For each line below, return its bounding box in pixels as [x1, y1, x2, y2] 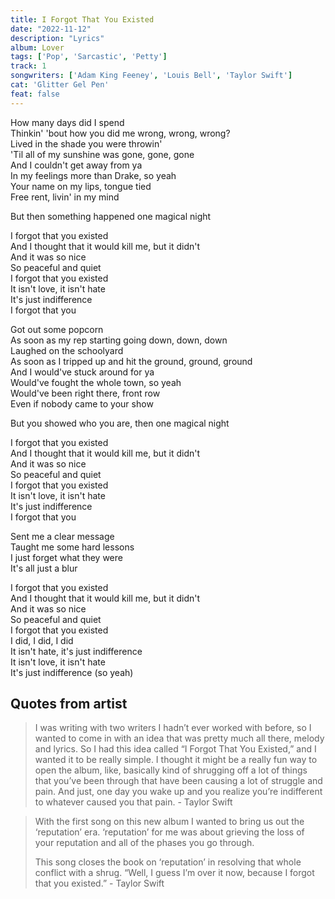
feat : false [10, 89, 60, 99]
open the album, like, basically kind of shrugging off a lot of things [34, 764, 308, 776]
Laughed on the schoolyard [10, 344, 124, 356]
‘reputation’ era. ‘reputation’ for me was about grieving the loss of [34, 826, 305, 838]
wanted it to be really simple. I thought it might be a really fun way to [34, 754, 318, 766]
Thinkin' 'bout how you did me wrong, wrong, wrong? [10, 127, 231, 139]
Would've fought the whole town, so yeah [10, 376, 182, 388]
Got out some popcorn [10, 323, 104, 335]
